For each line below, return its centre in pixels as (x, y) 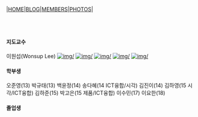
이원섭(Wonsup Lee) (31, 56)
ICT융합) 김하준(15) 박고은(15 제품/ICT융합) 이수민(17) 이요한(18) (89, 93)
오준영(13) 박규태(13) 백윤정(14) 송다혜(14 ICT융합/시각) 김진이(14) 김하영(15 (96, 85)
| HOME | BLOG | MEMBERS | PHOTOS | (50, 9)
